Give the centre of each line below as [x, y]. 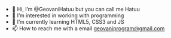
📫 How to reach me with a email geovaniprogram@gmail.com [88, 28]
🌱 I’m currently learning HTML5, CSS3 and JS [68, 22]
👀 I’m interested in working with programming [68, 15]
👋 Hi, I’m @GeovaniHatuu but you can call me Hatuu [76, 9]
